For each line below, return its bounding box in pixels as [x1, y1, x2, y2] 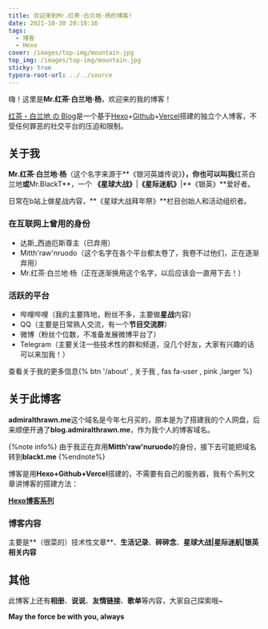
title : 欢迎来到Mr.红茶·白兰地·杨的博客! [8, 11, 133, 20]
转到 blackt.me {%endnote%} [8, 452, 106, 461]
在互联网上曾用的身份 [8, 218, 90, 229]
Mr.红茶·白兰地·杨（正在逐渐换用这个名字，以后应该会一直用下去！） [19, 268, 246, 277]
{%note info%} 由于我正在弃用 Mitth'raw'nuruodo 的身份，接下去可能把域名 [8, 441, 257, 452]
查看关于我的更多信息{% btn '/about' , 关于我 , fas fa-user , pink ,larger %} [8, 367, 254, 376]
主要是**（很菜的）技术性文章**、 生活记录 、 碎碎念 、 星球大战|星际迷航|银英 [8, 537, 259, 547]
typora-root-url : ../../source [8, 71, 113, 79]
